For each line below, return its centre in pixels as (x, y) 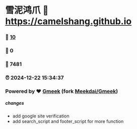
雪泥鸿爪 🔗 (27, 10)
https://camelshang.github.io (68, 21)
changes (15, 103)
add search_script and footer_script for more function (68, 121)
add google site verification (41, 116)
